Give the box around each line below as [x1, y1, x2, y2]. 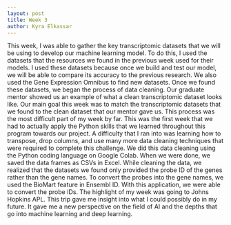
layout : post [7, 10, 45, 17]
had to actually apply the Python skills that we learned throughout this [7, 122, 205, 131]
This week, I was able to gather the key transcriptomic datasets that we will [7, 42, 221, 50]
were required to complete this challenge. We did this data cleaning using [7, 144, 216, 152]
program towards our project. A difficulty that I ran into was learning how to [7, 129, 221, 138]
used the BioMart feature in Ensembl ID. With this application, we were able [7, 180, 221, 189]
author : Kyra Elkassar [7, 23, 72, 30]
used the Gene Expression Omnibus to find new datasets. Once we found [7, 78, 216, 87]
